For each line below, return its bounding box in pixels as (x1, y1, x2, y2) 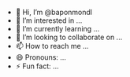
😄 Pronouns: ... (15, 53, 67, 62)
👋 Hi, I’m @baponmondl (15, 8, 93, 16)
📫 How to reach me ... (15, 42, 89, 50)
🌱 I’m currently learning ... (15, 24, 100, 33)
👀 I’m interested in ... (15, 16, 83, 25)
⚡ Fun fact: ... (15, 61, 59, 71)
